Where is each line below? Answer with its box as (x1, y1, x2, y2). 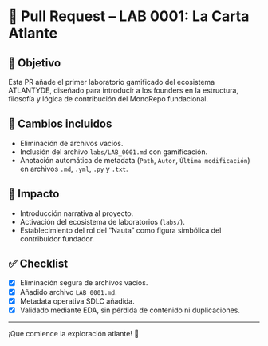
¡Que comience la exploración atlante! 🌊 (8, 328, 140, 338)
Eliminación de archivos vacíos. (19, 138, 124, 148)
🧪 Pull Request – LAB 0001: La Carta (8, 7, 250, 26)
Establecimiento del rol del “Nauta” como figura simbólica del (19, 225, 222, 235)
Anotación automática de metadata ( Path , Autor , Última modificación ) (19, 155, 250, 165)
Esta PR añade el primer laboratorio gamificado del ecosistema (8, 78, 215, 86)
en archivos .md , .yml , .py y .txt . (19, 164, 129, 173)
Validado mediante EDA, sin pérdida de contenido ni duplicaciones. (19, 305, 241, 315)
